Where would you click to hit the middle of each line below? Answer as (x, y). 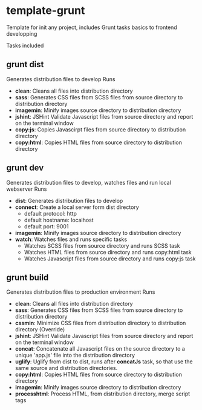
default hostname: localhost (59, 220)
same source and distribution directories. (66, 368)
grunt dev (25, 168)
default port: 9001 (46, 226)
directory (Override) (40, 329)
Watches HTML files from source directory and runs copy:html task (108, 252)
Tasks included (25, 45)
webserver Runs (27, 189)
